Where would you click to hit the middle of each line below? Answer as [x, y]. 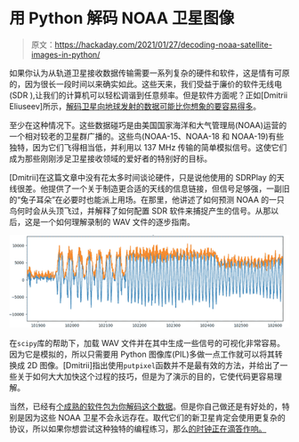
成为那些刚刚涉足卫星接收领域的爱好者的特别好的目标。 [110, 158]
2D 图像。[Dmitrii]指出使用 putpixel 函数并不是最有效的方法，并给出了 [153, 365]
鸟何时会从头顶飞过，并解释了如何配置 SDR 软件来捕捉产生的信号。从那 [140, 211]
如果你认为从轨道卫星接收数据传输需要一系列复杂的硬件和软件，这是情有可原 [149, 73]
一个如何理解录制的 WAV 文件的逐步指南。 [117, 221]
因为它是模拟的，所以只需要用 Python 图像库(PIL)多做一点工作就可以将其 [142, 354]
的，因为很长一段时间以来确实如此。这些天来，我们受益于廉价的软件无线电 [145, 84]
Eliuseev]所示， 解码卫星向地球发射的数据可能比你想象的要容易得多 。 [135, 106]
